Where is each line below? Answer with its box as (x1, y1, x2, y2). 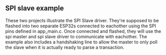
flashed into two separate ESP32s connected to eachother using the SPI (5, 23, 156, 29)
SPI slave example (5, 4, 64, 13)
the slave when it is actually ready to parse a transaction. (5, 44, 124, 50)
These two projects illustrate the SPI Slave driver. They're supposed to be (5, 17, 159, 23)
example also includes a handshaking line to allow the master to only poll (5, 39, 158, 45)
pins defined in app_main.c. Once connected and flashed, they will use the (5, 28, 161, 34)
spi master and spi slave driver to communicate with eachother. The (5, 33, 147, 39)
